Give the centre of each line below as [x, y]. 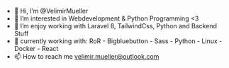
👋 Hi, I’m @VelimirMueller [51, 11]
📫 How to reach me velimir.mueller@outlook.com [86, 56]
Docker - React [36, 49]
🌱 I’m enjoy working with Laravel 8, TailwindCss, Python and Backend [116, 26]
